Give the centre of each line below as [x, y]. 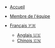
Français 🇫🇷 [23, 25]
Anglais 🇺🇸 [29, 35]
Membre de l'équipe [30, 16]
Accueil [17, 7]
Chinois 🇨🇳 [29, 41]
